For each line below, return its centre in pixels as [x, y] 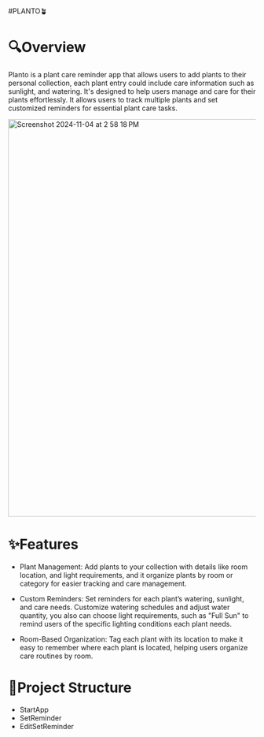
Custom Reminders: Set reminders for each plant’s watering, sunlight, [132, 598]
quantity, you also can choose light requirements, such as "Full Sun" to [134, 615]
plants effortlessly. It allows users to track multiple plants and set [113, 99]
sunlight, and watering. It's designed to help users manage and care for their [132, 91]
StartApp [34, 709]
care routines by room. [56, 656]
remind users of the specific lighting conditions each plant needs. [125, 623]
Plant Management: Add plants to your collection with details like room [134, 567]
